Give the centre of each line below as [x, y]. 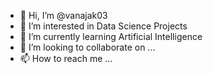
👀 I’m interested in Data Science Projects [103, 26]
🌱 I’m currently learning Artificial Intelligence [111, 36]
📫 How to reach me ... [66, 58]
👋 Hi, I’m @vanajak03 [63, 15]
